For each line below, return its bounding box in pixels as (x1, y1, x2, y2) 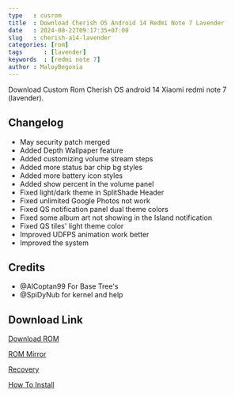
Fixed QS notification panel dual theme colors (19, 204, 169, 214)
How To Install (8, 380, 55, 390)
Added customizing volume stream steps (19, 153, 154, 163)
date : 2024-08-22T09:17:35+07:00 (8, 26, 129, 34)
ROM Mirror (8, 350, 47, 359)
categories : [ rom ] (8, 41, 69, 49)
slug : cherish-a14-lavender (8, 33, 112, 42)
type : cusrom (8, 11, 62, 20)
